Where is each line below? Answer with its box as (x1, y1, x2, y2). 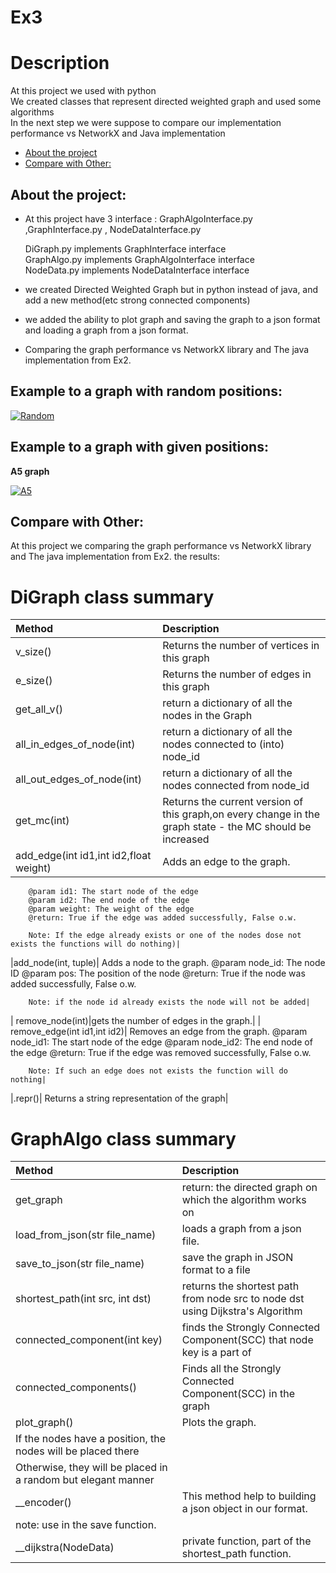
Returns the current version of (162, 795, 304, 809)
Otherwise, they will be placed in (15, 1461, 168, 1475)
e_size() (15, 674, 53, 688)
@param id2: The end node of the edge (28, 896, 190, 906)
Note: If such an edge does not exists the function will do (28, 1066, 288, 1076)
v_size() (15, 645, 52, 659)
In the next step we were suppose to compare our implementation (10, 117, 282, 129)
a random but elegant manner (15, 1473, 155, 1487)
